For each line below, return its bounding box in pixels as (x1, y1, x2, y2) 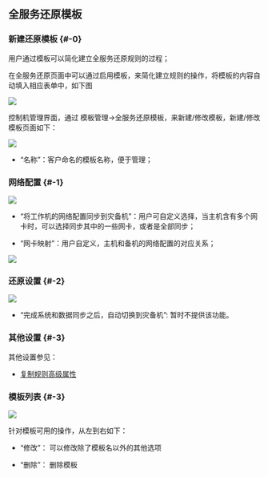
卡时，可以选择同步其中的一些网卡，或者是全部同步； (19, 221, 196, 231)
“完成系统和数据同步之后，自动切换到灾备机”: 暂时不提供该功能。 (19, 310, 234, 320)
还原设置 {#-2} (8, 275, 66, 286)
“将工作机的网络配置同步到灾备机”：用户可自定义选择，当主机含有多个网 (19, 211, 258, 220)
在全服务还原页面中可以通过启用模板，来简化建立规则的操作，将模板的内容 (8, 71, 254, 80)
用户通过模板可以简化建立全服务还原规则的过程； (8, 53, 170, 63)
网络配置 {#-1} (8, 176, 64, 188)
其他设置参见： (8, 352, 58, 362)
